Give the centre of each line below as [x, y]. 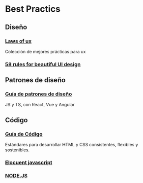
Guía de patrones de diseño [39, 94]
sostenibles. [17, 150]
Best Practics [33, 9]
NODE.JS [16, 176]
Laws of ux [18, 41]
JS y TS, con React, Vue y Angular [40, 105]
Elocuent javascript [29, 162]
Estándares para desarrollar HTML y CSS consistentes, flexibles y [72, 145]
